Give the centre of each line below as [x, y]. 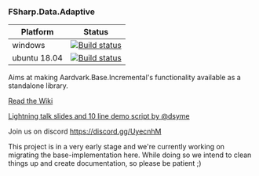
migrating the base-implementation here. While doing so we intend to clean [130, 155]
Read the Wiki [31, 101]
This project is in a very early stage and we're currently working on [117, 147]
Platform [37, 32]
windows [29, 46]
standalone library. [38, 86]
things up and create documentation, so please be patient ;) [105, 163]
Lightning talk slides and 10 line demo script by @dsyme [99, 116]
